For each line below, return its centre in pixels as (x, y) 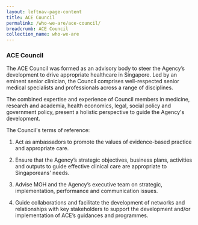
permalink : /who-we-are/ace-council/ (54, 23)
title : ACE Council (31, 17)
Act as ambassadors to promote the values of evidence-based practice (103, 142)
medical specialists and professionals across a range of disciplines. (90, 87)
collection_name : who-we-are (43, 34)
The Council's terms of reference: (48, 130)
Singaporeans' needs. (42, 173)
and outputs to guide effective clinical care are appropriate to (91, 166)
